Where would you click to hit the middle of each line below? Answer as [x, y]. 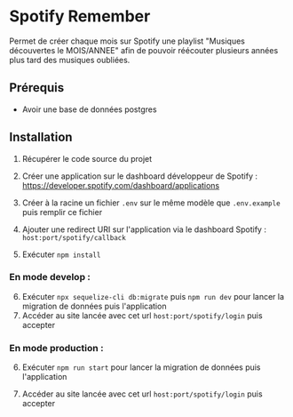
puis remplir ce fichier [62, 212]
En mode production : [56, 348]
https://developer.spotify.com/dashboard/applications [121, 185]
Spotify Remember [80, 16]
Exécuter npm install [61, 254]
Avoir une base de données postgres [89, 109]
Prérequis [37, 88]
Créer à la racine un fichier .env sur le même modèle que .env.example [151, 203]
